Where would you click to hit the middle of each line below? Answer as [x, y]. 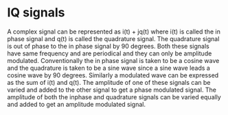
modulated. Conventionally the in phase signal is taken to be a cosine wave [113, 60]
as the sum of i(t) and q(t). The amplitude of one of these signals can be [109, 82]
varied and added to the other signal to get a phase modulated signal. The [112, 90]
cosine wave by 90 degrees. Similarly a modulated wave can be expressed [113, 75]
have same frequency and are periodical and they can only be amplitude [110, 53]
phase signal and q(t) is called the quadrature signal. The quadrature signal [113, 38]
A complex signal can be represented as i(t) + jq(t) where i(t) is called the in [114, 31]
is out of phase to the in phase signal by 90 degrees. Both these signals [108, 46]
